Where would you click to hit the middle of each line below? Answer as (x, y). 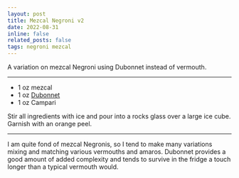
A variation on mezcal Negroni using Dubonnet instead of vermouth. (107, 67)
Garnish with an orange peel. (50, 124)
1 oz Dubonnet (39, 95)
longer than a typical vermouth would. (63, 167)
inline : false (28, 34)
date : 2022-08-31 (33, 27)
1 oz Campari (37, 102)
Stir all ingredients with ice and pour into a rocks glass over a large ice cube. (119, 116)
